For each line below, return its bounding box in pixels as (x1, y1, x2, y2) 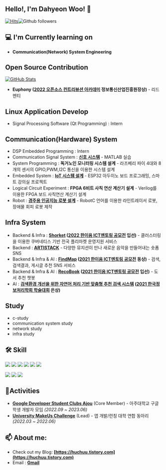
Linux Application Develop (5, 107, 88, 116)
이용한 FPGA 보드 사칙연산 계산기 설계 (12, 192, 86, 198)
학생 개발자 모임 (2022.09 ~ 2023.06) (12, 406, 88, 412)
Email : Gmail (12, 460, 40, 466)
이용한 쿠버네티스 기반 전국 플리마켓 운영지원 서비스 (17, 238, 118, 244)
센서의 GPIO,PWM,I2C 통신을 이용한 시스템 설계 (21, 167, 115, 173)
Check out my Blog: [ (12, 449, 56, 455)
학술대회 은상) (33, 287, 61, 293)
